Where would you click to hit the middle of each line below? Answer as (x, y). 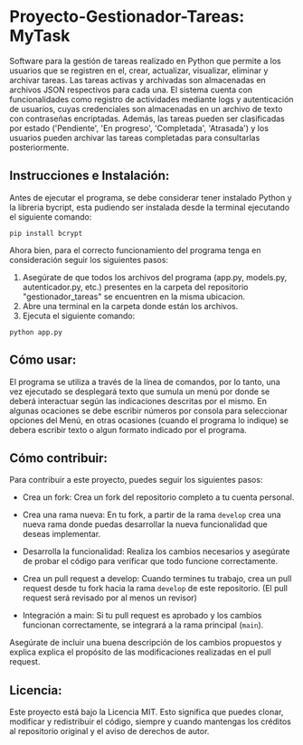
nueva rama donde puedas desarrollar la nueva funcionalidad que (145, 524)
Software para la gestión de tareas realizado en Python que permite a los (146, 61)
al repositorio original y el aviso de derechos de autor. (109, 731)
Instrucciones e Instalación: (90, 176)
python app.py (36, 332)
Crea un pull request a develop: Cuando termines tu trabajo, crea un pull (157, 579)
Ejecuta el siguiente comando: (79, 316)
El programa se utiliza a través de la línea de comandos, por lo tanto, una (145, 382)
